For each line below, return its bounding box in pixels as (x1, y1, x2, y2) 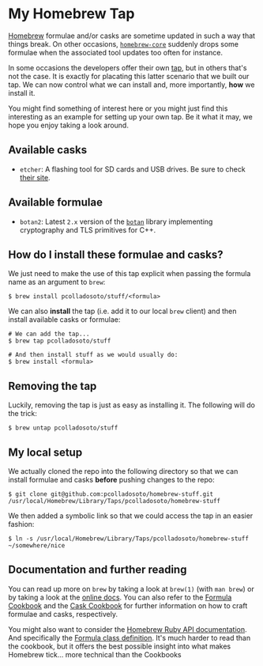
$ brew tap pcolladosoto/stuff (8, 337, 111, 345)
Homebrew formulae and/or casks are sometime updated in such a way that (8, 31, 255, 40)
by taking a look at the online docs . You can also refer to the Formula (8, 592, 232, 602)
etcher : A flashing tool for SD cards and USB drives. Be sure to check (19, 164, 246, 174)
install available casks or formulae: (8, 315, 121, 324)
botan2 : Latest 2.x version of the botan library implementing (19, 217, 213, 226)
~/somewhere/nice (8, 542, 66, 550)
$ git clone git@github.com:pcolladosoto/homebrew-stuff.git (8, 490, 214, 498)
